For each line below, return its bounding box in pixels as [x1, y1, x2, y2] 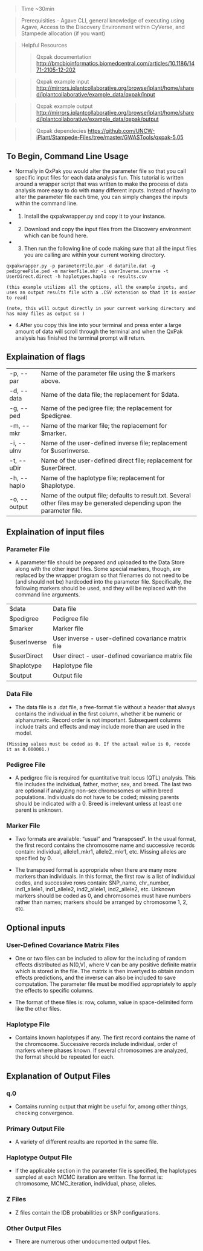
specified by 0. [14, 855, 53, 862]
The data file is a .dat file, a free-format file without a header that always [14, 703, 195, 710]
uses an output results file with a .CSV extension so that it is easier [6, 289, 196, 295]
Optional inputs [6, 922, 65, 933]
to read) [6, 294, 28, 301]
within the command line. [14, 200, 78, 207]
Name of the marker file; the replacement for [40, 421, 167, 430]
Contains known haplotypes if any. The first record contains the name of [14, 1034, 196, 1041]
